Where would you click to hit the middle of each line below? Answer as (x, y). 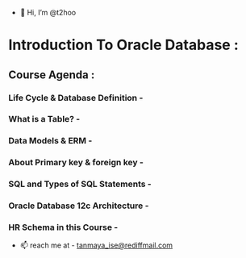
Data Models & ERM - (50, 141)
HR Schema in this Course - (63, 227)
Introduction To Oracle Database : (124, 45)
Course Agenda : (52, 75)
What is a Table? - (44, 119)
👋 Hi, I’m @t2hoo (48, 12)
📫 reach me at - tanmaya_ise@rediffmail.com (96, 245)
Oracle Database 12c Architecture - (79, 206)
